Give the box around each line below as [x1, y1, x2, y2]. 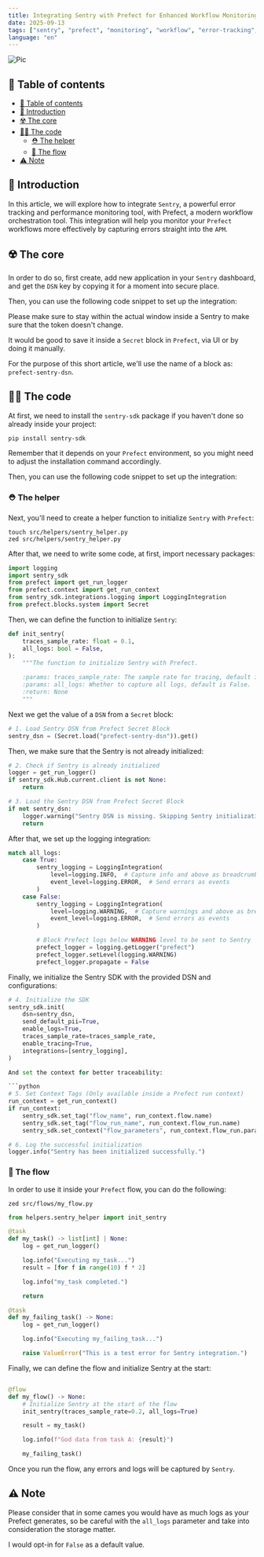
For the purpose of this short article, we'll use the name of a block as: [8, 358, 233, 368]
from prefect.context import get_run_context [8, 586, 159, 594]
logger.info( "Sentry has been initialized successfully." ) [8, 1148, 206, 1156]
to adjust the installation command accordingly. [8, 457, 161, 466]
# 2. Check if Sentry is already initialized [8, 762, 159, 769]
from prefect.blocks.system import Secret [8, 600, 149, 609]
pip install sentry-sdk [8, 434, 86, 442]
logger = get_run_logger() [8, 769, 97, 777]
